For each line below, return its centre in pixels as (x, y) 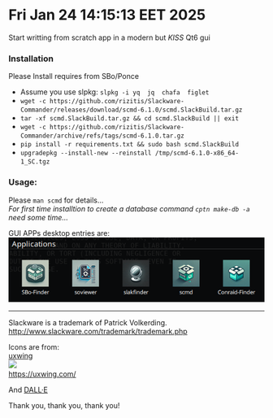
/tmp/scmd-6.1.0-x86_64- (197, 153)
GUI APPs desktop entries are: (59, 233)
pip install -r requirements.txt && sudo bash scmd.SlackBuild (130, 145)
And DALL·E (28, 390)
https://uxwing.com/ (42, 374)
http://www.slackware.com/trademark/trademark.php (98, 332)
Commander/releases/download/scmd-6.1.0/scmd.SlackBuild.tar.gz (131, 110)
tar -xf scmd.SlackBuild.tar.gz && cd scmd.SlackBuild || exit (130, 119)
